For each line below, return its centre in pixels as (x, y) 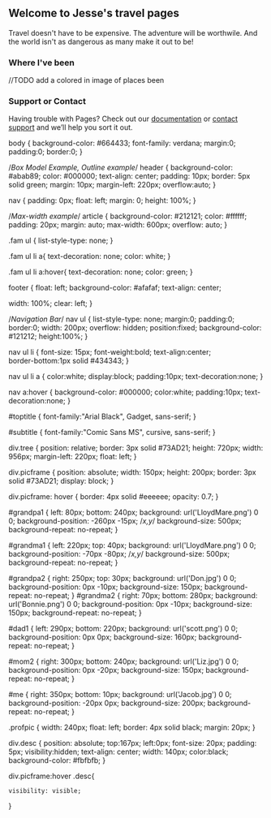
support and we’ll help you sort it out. (71, 127)
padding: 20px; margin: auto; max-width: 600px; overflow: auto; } (118, 225)
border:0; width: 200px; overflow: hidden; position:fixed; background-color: (135, 328)
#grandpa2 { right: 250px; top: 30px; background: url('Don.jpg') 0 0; (123, 579)
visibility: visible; (45, 791)
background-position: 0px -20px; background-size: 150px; (106, 670)
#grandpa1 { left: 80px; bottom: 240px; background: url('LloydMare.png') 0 (133, 512)
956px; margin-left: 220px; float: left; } (73, 457)
